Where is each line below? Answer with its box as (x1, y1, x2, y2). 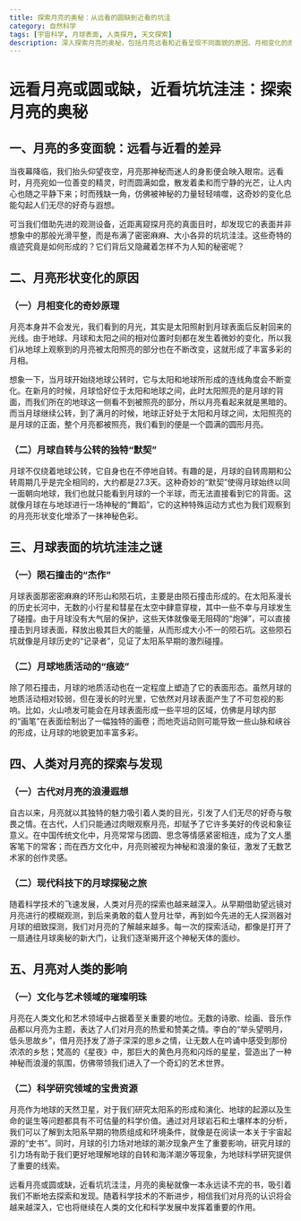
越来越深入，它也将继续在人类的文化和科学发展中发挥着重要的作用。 (9, 1202, 261, 1213)
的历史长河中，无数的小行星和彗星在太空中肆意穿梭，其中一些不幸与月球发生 (9, 602, 292, 612)
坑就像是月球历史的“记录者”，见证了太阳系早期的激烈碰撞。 (9, 635, 228, 646)
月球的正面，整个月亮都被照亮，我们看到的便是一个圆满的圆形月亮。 (16, 418, 269, 429)
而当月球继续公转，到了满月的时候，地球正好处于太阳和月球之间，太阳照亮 (9, 408, 284, 418)
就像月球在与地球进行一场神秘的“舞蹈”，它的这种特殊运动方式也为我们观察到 (9, 499, 291, 510)
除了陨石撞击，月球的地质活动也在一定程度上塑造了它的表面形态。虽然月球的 (9, 682, 292, 693)
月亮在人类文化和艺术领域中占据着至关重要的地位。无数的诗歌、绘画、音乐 (9, 1012, 284, 1023)
